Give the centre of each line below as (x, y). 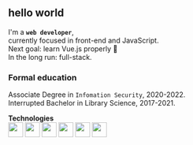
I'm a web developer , (41, 32)
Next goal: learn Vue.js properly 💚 (63, 48)
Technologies (31, 118)
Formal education (43, 77)
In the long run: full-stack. (50, 57)
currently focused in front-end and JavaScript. (84, 40)
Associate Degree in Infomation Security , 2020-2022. (97, 95)
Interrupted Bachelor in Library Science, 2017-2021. (92, 103)
